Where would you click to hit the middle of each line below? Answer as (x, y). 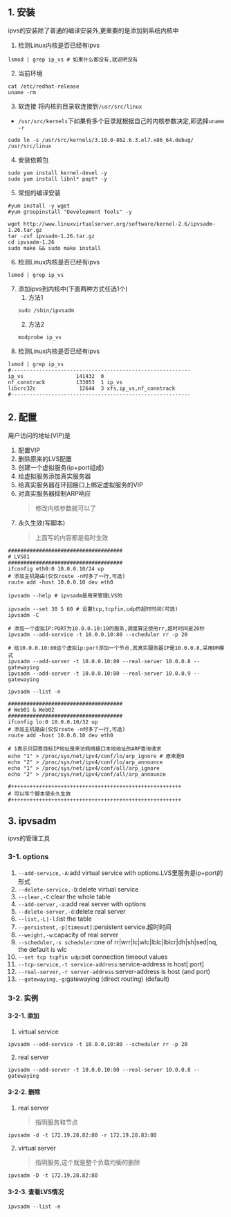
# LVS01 (19, 557)
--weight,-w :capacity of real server (68, 935)
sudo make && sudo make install (54, 248)
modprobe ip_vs (40, 337)
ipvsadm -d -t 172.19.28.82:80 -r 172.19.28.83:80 (82, 1135)
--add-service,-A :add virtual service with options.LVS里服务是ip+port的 (120, 873)
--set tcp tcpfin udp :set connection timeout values (93, 957)
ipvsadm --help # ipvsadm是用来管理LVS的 (65, 595)
